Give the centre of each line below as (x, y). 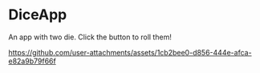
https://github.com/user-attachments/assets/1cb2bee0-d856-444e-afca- (130, 52)
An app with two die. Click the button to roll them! (90, 37)
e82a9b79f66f (32, 61)
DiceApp (38, 15)
